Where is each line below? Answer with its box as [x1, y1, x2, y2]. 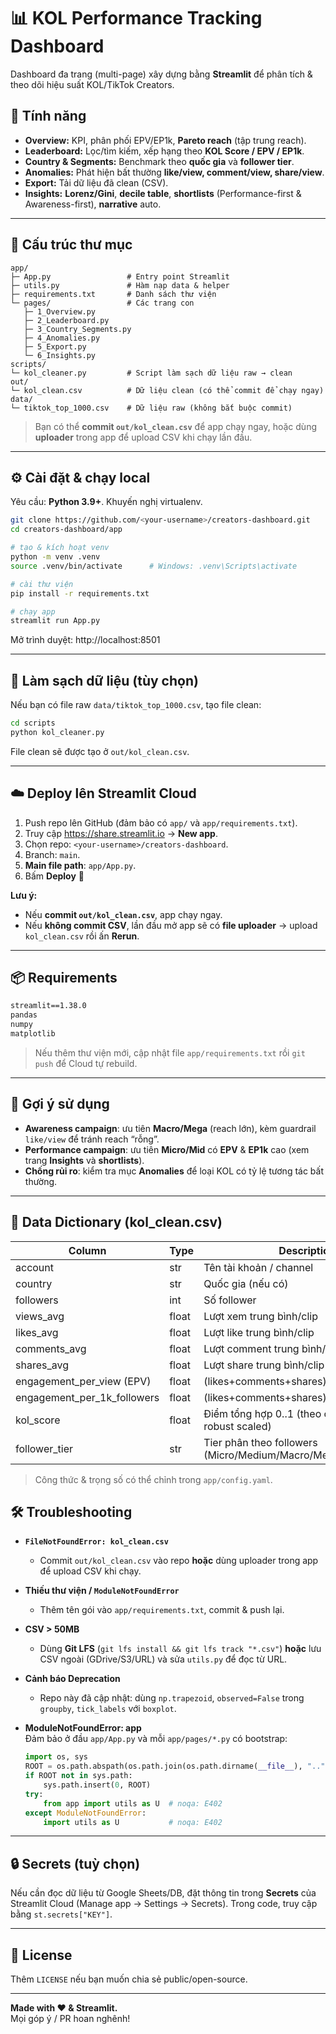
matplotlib [10, 1029, 56, 1039]
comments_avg [15, 1341, 87, 1355]
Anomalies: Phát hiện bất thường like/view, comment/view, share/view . [24, 166, 325, 178]
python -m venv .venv [10, 552, 101, 562]
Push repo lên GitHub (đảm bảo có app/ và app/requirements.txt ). [24, 816, 298, 829]
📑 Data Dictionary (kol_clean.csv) [10, 1214, 223, 1231]
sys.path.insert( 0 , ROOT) [43, 1780, 152, 1790]
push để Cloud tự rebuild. [34, 1057, 138, 1069]
